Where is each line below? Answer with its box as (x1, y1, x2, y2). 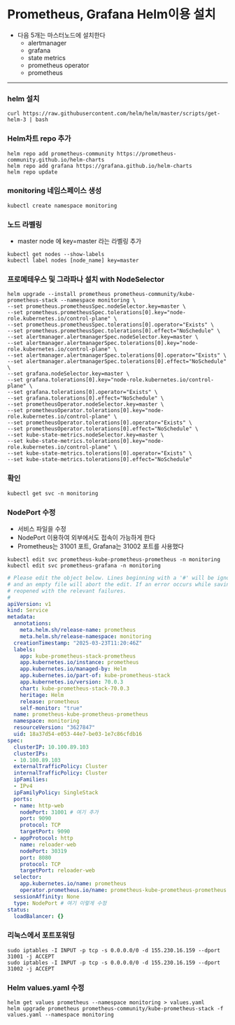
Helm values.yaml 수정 (7, 982, 85, 992)
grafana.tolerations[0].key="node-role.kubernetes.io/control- (25, 376, 215, 383)
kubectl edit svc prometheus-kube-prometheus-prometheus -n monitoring (7, 556, 220, 563)
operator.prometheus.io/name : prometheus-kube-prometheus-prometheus (20, 886, 227, 894)
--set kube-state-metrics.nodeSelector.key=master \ (7, 432, 164, 439)
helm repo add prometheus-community (7, 150, 114, 157)
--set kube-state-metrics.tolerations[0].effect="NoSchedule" (7, 456, 192, 463)
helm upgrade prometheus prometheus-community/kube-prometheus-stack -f (7, 1005, 224, 1012)
